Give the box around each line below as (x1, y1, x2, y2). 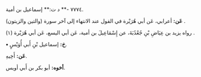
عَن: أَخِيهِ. (5, 52, 27, 60)
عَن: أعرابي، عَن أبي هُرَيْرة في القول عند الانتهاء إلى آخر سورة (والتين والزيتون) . (5, 17, 186, 24)
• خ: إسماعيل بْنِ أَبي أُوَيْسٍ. (5, 41, 67, 48)
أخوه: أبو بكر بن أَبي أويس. (5, 64, 66, 71)
